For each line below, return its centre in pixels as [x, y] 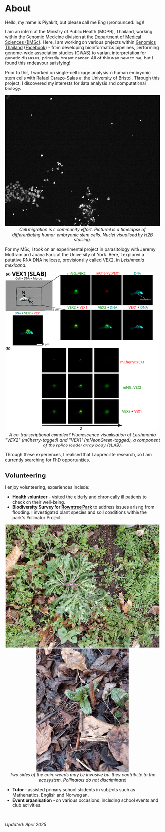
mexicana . [16, 265]
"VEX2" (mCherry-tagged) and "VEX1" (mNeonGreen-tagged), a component [82, 440]
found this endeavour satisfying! [38, 63]
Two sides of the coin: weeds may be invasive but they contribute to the [82, 775]
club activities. [27, 805]
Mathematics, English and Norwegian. [51, 795]
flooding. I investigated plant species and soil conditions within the [80, 512]
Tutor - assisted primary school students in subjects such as [73, 790]
